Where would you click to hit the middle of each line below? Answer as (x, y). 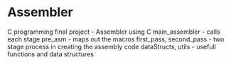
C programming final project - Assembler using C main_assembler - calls (114, 32)
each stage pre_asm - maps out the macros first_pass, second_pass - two (116, 39)
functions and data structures (51, 54)
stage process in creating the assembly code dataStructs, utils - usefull (112, 46)
